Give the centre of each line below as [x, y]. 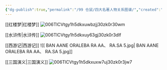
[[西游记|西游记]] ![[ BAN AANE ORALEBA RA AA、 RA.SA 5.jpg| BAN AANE [82, 45]
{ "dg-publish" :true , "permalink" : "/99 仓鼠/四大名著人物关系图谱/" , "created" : [83, 10]
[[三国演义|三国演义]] [27, 62]
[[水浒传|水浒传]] [22, 35]
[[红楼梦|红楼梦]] [22, 24]
